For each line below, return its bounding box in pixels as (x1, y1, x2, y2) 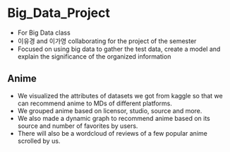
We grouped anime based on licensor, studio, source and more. (17, 106, 202, 115)
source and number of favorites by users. (17, 122, 138, 130)
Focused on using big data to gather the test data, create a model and (17, 45, 221, 53)
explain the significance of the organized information (17, 52, 171, 61)
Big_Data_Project (7, 5, 111, 21)
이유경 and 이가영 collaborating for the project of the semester (17, 37, 197, 45)
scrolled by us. (17, 136, 61, 145)
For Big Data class (17, 28, 71, 37)
